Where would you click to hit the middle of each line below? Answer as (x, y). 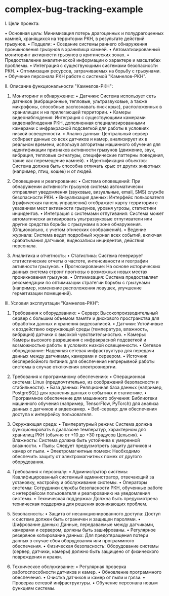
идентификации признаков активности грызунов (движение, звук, (83, 150)
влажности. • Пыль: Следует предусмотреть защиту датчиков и (81, 445)
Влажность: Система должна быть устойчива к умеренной (76, 440)
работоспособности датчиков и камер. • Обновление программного (87, 572)
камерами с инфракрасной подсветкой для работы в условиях (80, 128)
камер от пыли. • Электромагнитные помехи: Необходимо (76, 451)
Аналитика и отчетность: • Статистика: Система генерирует (77, 255)
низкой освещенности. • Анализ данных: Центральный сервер (80, 133)
